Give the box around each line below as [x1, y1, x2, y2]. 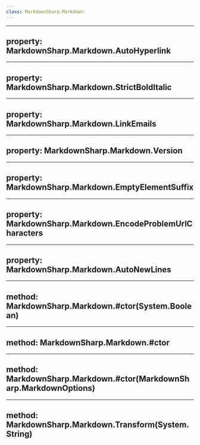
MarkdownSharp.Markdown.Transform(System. [6, 420, 189, 430]
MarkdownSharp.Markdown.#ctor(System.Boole [6, 301, 192, 311]
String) [6, 429, 33, 439]
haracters [6, 228, 43, 239]
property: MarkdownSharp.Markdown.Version [6, 146, 183, 156]
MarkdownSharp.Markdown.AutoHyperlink [6, 46, 171, 56]
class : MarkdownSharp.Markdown [6, 8, 84, 15]
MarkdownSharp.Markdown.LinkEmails [6, 119, 157, 129]
